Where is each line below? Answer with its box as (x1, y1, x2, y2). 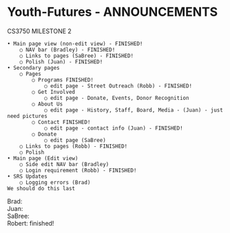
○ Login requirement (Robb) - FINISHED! (19, 167, 137, 174)
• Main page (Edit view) (7, 154, 79, 162)
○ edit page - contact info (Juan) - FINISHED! (43, 125, 184, 132)
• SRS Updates (7, 173, 48, 180)
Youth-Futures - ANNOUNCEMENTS (7, 4, 218, 20)
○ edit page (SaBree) (43, 136, 107, 143)
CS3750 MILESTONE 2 (7, 27, 72, 35)
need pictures (7, 112, 48, 119)
